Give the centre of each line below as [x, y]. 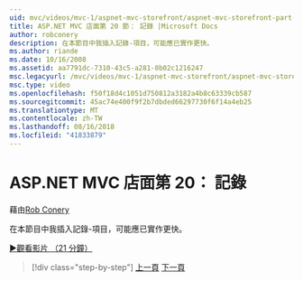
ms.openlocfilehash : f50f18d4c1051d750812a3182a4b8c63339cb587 [131, 93]
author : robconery [44, 34]
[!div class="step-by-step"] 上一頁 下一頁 [108, 267]
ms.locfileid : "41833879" [58, 136]
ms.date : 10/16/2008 [48, 60]
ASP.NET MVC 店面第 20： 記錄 [128, 183]
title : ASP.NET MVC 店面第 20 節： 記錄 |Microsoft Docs [114, 26]
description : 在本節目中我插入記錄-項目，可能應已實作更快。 [111, 43]
